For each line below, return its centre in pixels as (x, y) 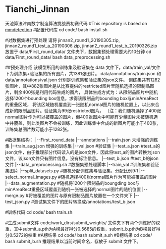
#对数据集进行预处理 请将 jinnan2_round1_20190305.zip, (62, 40)
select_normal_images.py (31, 177)
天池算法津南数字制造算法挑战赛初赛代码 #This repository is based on (76, 23)
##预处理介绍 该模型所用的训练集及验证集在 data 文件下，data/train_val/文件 (83, 67)
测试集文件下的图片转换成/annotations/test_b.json (84, 201)
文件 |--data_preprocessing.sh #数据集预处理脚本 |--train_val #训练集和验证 (82, 164)
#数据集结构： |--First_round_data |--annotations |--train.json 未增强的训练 (82, 140)
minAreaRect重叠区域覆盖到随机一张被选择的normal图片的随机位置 (73, 189)
